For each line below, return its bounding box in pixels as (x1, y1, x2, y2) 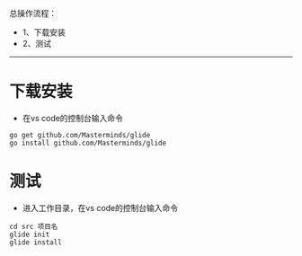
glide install (9, 237, 63, 247)
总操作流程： (9, 8, 57, 18)
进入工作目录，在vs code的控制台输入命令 (22, 202, 179, 213)
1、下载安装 (22, 27, 66, 38)
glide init (9, 230, 50, 239)
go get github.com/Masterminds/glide (9, 130, 151, 139)
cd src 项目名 (9, 222, 58, 231)
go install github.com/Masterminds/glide (9, 138, 167, 147)
